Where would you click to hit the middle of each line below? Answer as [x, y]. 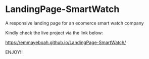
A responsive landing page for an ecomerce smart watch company [74, 23]
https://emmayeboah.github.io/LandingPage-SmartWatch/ [66, 42]
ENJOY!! [14, 52]
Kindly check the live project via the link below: [54, 32]
